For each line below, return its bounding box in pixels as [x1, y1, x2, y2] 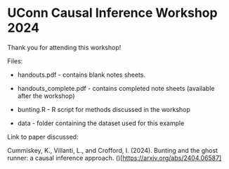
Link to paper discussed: [7, 132, 79, 141]
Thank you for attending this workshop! [7, 43, 122, 51]
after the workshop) [17, 92, 75, 100]
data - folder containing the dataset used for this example [17, 118, 185, 127]
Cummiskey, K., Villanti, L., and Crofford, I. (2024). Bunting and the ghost [7, 146, 218, 154]
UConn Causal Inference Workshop [7, 5, 218, 21]
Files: [7, 56, 23, 65]
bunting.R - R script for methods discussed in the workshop [17, 105, 191, 113]
